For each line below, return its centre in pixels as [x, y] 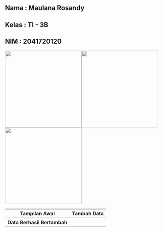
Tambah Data [88, 213]
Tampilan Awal [37, 213]
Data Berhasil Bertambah [37, 222]
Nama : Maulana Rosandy [45, 8]
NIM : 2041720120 [34, 41]
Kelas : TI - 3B [27, 25]
